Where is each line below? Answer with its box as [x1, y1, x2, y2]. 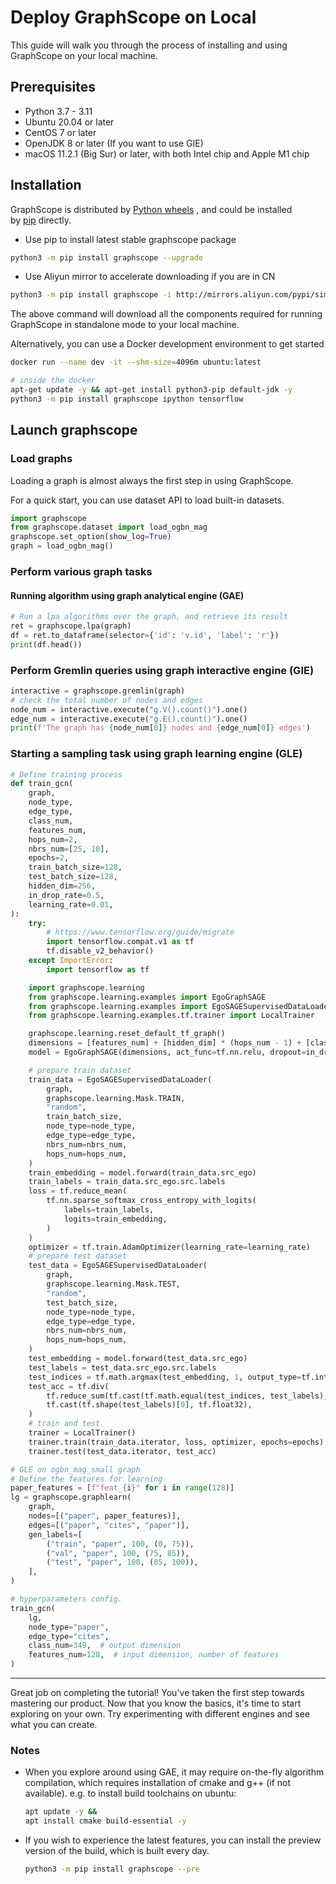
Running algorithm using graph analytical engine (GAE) [10, 589, 245, 601]
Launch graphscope [10, 422, 138, 439]
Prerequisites [10, 79, 96, 96]
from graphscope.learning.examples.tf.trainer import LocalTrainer [28, 1011, 315, 1021]
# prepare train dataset [28, 1065, 132, 1075]
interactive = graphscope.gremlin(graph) [10, 686, 186, 696]
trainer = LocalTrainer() [28, 1428, 137, 1438]
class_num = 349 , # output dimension [28, 1641, 182, 1651]
